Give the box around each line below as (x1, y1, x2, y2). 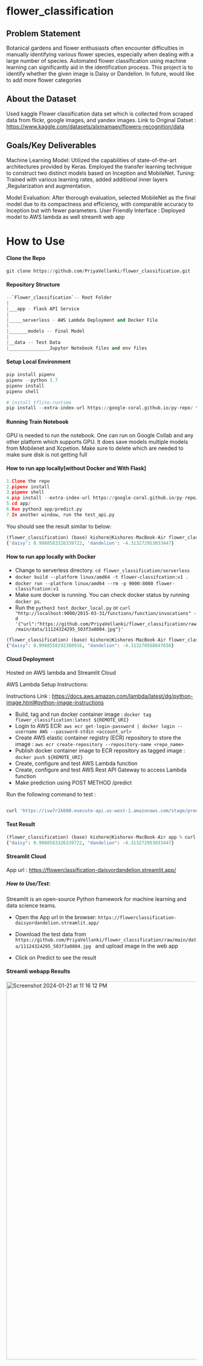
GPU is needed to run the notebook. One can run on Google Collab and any (6, 431, 194, 439)
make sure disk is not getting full (6, 450, 88, 458)
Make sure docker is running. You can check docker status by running (14, 591, 190, 598)
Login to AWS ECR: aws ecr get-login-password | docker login (14, 722, 175, 729)
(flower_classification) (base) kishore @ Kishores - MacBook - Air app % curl (6, 834, 196, 840)
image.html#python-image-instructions (6, 698, 104, 706)
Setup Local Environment (6, 358, 71, 365)
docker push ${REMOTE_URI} (14, 754, 83, 760)
